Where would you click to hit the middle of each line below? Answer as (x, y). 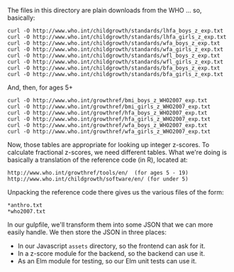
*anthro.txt (25, 205)
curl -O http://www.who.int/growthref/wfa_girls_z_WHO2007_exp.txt (109, 131)
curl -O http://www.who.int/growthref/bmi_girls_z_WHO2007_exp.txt (109, 107)
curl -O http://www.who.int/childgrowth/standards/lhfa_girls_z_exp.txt (117, 37)
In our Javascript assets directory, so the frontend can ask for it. (111, 246)
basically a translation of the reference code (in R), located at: (97, 160)
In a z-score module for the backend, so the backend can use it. (111, 254)
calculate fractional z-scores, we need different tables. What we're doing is (117, 152)
